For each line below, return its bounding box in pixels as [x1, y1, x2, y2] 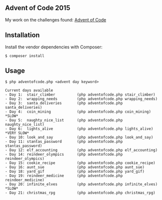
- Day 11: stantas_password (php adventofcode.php [5, 139, 123, 144]
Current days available [5, 88, 54, 93]
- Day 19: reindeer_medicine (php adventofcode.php [5, 173, 123, 179]
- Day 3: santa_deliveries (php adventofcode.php [5, 101, 123, 106]
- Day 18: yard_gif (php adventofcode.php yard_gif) [5, 169, 145, 174]
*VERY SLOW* [5, 131, 29, 136]
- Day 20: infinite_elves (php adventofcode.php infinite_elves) [5, 182, 158, 187]
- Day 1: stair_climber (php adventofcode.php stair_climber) [5, 92, 156, 97]
